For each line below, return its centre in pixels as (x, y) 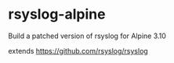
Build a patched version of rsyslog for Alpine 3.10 (87, 36)
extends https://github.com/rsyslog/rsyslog (78, 51)
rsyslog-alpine (57, 14)
